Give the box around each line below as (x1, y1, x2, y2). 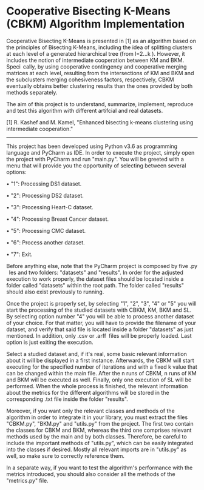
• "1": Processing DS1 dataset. (6, 180, 82, 187)
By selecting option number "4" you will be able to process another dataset (6, 312, 194, 320)
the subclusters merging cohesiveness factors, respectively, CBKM (6, 76, 174, 83)
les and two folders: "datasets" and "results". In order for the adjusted (8, 269, 184, 276)
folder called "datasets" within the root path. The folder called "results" (6, 281, 184, 289)
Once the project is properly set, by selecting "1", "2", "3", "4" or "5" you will (6, 300, 197, 307)
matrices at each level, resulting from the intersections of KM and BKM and (6, 69, 194, 76)
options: (6, 168, 27, 175)
